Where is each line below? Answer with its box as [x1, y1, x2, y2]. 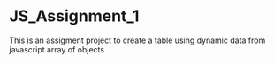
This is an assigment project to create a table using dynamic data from [9, 35, 266, 45]
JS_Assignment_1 [9, 6, 140, 26]
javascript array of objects [9, 44, 104, 54]
